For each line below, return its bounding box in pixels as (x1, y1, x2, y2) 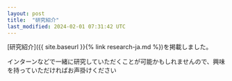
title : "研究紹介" (7, 17, 60, 24)
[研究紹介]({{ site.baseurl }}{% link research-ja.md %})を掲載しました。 (7, 43, 213, 51)
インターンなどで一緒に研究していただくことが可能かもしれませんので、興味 (7, 57, 226, 66)
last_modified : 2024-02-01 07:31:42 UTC (7, 23, 126, 30)
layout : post (7, 10, 45, 17)
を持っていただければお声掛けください (7, 66, 117, 75)
